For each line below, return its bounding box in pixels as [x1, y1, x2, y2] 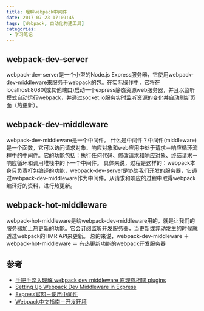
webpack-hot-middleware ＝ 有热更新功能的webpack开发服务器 [6, 240, 166, 247]
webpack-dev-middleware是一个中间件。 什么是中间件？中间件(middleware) [6, 136, 197, 144]
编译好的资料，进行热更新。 [6, 182, 76, 189]
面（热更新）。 [6, 101, 41, 108]
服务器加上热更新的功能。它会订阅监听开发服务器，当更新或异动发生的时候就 [6, 225, 198, 232]
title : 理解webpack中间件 [6, 9, 67, 15]
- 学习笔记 [8, 32, 33, 38]
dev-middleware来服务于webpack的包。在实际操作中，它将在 [6, 79, 161, 86]
